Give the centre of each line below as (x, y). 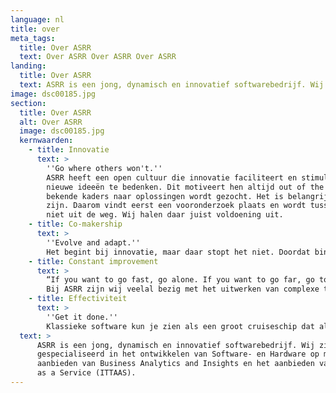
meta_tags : (33, 38)
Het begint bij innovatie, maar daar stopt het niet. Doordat (178, 252)
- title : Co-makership (75, 224)
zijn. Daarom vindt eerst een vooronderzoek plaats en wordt (176, 206)
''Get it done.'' (82, 317)
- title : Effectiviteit (78, 299)
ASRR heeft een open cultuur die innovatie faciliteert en (172, 177)
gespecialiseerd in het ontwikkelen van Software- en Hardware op (178, 354)
